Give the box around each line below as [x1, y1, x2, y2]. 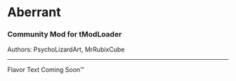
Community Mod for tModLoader [7, 30, 122, 39]
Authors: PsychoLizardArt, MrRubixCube [7, 45, 125, 54]
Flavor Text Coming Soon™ [7, 66, 84, 74]
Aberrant [7, 4, 61, 20]
